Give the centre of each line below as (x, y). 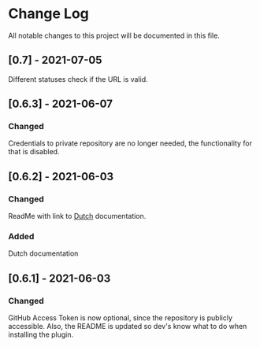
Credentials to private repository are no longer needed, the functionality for (130, 143)
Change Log (48, 14)
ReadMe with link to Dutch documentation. (77, 216)
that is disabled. (34, 152)
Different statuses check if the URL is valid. (78, 79)
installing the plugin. (41, 334)
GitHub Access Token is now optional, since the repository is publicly (121, 318)
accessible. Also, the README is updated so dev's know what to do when (128, 327)
